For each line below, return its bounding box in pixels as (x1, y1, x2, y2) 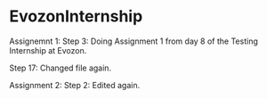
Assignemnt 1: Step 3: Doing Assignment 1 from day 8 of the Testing (9, 36, 258, 46)
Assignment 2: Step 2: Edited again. (9, 79, 141, 90)
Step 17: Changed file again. (9, 62, 112, 73)
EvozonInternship (9, 6, 143, 27)
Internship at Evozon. (9, 45, 87, 55)
